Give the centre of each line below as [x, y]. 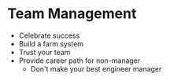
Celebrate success [49, 35]
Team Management [72, 14]
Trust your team [44, 52]
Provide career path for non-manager [79, 61]
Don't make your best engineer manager [96, 68]
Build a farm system [51, 43]
